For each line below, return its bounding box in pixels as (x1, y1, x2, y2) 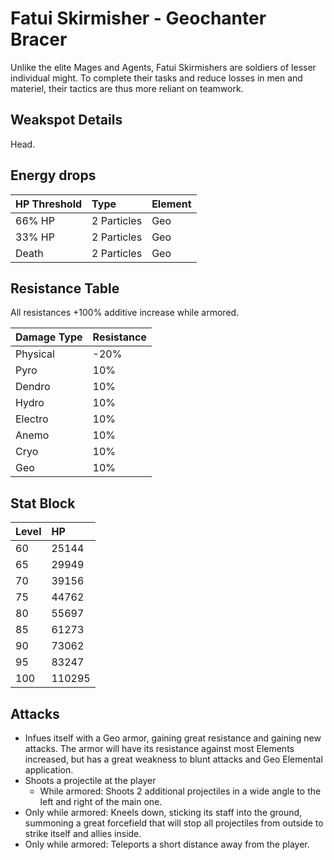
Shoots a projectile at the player (24, 775, 157, 786)
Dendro (15, 380, 51, 394)
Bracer (10, 28, 68, 51)
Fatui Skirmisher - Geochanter (10, 7, 267, 30)
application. (24, 764, 74, 776)
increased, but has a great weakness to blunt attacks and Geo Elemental (24, 753, 323, 765)
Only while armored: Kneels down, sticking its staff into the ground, (24, 807, 303, 818)
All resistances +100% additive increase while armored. (10, 307, 240, 319)
